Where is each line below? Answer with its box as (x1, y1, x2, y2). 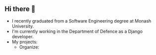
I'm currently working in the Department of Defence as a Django (11, 28, 143, 34)
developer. (11, 33, 34, 39)
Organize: (19, 44, 40, 50)
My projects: (11, 39, 38, 45)
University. (11, 23, 34, 29)
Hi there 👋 (4, 5, 36, 13)
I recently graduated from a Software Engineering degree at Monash (11, 18, 152, 24)
